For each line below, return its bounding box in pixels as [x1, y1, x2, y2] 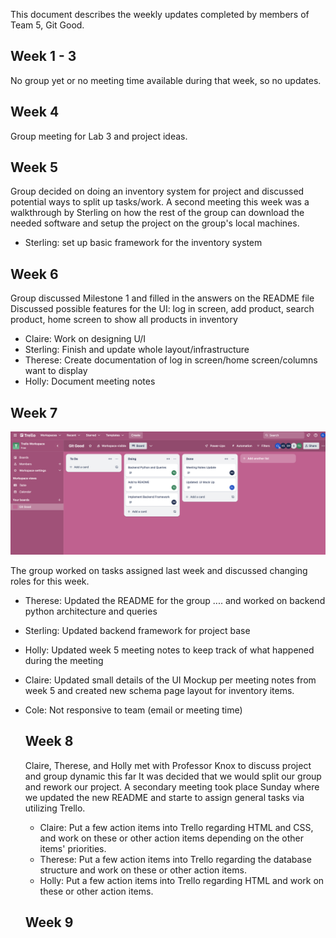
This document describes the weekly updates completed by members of [10, 9, 310, 20]
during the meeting [24, 654, 104, 666]
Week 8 [24, 733, 74, 750]
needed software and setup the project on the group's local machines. [10, 217, 300, 229]
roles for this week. [10, 575, 90, 587]
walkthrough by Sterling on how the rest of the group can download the [10, 207, 305, 219]
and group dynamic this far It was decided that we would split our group [24, 770, 322, 782]
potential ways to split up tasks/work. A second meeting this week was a [10, 196, 310, 208]
